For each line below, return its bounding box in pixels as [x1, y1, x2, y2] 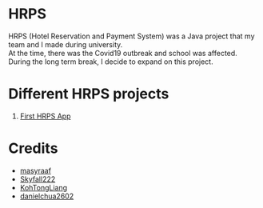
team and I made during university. [8, 39, 123, 49]
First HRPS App [19, 111, 71, 121]
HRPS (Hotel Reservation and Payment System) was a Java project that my [8, 31, 255, 41]
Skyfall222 [19, 174, 56, 184]
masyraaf [19, 166, 52, 175]
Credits [8, 139, 58, 158]
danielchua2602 [19, 191, 74, 201]
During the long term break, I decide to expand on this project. [8, 57, 213, 66]
